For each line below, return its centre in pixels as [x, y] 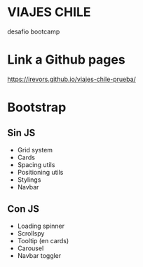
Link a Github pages [66, 60]
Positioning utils [40, 172]
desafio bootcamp [34, 31]
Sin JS [21, 133]
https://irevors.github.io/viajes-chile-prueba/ [72, 79]
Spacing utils [36, 164]
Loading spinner [41, 226]
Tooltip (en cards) [43, 240]
